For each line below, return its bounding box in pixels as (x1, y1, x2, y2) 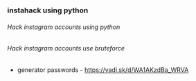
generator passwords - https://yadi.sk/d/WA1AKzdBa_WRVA (17, 65, 189, 74)
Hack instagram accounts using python (7, 23, 121, 31)
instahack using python (7, 6, 89, 15)
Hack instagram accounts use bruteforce (7, 44, 125, 53)
